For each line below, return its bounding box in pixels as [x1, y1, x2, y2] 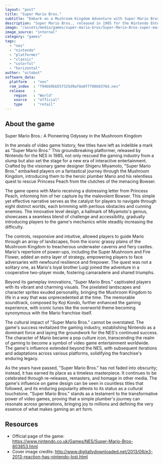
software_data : [5, 75, 36, 80]
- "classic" [9, 57, 34, 62]
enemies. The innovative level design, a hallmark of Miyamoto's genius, [5, 208, 148, 214]
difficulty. [5, 224, 24, 230]
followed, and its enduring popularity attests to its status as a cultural [5, 385, 143, 391]
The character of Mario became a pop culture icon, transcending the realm [5, 335, 155, 341]
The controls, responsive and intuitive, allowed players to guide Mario [5, 233, 144, 239]
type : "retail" [14, 102, 55, 107]
